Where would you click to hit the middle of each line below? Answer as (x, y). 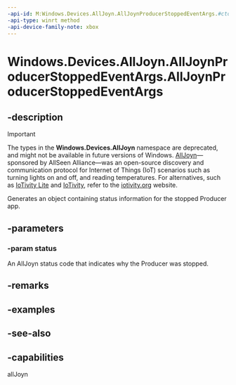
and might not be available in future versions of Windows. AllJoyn (102, 155)
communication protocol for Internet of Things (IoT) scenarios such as (109, 170)
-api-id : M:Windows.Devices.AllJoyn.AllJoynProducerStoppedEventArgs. (113, 14)
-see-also (29, 333)
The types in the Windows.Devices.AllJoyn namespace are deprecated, (113, 148)
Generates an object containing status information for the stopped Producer (117, 199)
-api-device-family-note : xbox (53, 27)
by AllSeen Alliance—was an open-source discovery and (122, 163)
